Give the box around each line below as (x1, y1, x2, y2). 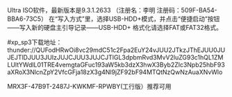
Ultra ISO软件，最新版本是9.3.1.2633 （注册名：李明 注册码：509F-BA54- (7, 6, 217, 14)
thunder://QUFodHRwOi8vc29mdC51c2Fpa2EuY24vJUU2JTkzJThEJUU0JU (7, 46, 226, 54)
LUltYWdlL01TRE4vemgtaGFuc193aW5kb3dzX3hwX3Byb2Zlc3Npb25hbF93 (7, 61, 226, 69)
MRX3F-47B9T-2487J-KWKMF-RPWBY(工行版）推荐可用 (7, 82, 172, 90)
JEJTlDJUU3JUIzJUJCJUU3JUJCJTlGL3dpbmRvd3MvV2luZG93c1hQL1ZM (7, 53, 224, 61)
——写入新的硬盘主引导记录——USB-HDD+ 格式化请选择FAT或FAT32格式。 (7, 24, 222, 31)
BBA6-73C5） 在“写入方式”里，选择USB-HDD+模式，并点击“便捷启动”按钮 (7, 15, 220, 23)
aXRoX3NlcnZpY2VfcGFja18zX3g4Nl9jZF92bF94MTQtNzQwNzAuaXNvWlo (7, 68, 223, 76)
